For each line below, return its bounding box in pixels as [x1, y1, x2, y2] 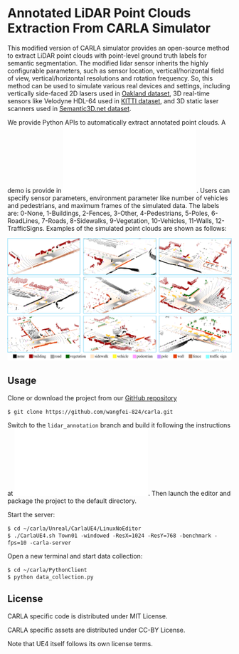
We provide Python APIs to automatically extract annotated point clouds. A [7, 118, 226, 126]
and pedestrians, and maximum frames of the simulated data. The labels [7, 201, 220, 209]
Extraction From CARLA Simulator [7, 20, 211, 36]
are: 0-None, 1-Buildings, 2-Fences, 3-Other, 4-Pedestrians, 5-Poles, [7, 209, 210, 217]
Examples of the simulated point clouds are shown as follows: [46, 224, 227, 232]
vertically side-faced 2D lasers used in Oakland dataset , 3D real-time [7, 89, 210, 98]
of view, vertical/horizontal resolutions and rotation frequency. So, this [7, 73, 213, 83]
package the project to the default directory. [7, 497, 137, 505]
